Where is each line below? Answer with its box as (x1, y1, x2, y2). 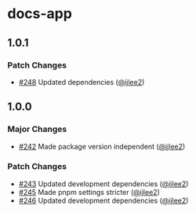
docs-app (7, 5, 72, 23)
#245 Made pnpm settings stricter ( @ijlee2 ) (18, 187, 160, 196)
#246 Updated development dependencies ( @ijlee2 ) (18, 196, 189, 205)
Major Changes (7, 123, 67, 134)
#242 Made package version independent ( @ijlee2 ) (18, 141, 186, 151)
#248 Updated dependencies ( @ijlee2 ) (18, 77, 145, 86)
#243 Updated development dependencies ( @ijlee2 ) (18, 178, 189, 189)
